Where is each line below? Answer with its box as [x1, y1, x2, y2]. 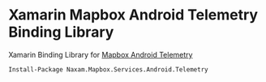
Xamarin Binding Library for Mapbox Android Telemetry [8, 50, 193, 59]
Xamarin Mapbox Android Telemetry [8, 6, 258, 24]
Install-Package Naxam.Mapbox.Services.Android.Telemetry [8, 65, 208, 74]
